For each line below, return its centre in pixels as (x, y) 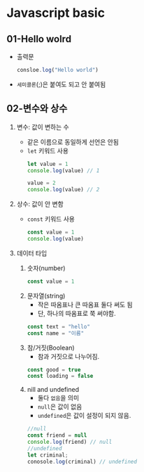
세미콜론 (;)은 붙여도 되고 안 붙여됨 (61, 84)
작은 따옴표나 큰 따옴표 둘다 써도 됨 (85, 305)
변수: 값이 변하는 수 (43, 127)
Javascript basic (56, 13)
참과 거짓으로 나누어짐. (69, 356)
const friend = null (57, 435)
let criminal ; (48, 455)
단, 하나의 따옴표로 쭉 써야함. (77, 313)
